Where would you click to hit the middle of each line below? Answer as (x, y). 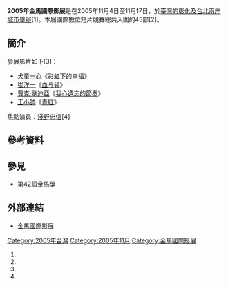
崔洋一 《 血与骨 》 (41, 84)
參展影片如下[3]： (32, 61)
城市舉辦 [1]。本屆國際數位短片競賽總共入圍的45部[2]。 (85, 19)
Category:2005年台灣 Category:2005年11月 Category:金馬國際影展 (102, 240)
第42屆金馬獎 (36, 184)
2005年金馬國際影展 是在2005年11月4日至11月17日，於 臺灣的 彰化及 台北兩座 (114, 11)
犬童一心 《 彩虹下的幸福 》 (54, 76)
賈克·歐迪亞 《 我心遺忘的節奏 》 (60, 93)
